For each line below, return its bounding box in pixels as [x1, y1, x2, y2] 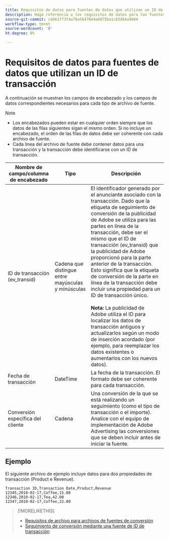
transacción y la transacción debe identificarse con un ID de [12, 146, 137, 152]
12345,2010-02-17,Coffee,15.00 [5, 490, 71, 495]
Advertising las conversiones [91, 427, 159, 434]
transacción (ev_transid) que [91, 241, 158, 248]
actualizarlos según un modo [91, 329, 159, 336]
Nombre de [15, 164, 43, 171]
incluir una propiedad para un [91, 285, 160, 292]
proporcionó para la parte [91, 254, 151, 261]
